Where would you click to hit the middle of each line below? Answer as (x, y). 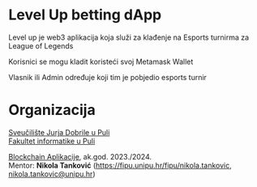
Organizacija (52, 110)
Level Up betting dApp (85, 15)
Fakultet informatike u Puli (52, 141)
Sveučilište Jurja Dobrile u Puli (59, 132)
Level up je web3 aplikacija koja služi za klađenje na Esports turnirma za (129, 37)
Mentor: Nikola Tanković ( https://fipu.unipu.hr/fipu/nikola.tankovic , (120, 165)
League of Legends (41, 45)
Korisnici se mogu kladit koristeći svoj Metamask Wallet (101, 62)
